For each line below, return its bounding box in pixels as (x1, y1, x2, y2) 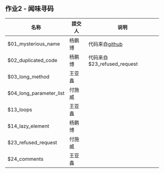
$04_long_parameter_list (7, 90, 65, 96)
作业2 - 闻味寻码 (5, 4, 54, 13)
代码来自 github (88, 40, 123, 47)
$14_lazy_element (7, 122, 50, 129)
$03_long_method (7, 73, 50, 80)
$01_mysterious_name (7, 40, 60, 47)
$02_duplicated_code (7, 57, 58, 63)
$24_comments (7, 155, 44, 162)
